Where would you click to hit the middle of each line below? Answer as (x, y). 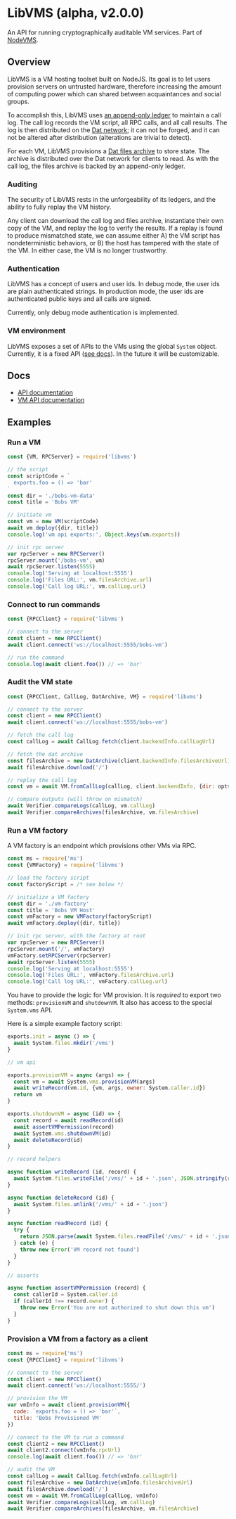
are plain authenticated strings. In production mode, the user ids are (106, 291)
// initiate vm (29, 515)
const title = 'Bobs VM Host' (52, 910)
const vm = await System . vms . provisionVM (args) (85, 1082)
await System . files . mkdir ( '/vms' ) (64, 1043)
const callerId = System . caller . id (66, 1295)
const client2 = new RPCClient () (56, 1444)
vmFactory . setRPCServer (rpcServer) (59, 955)
